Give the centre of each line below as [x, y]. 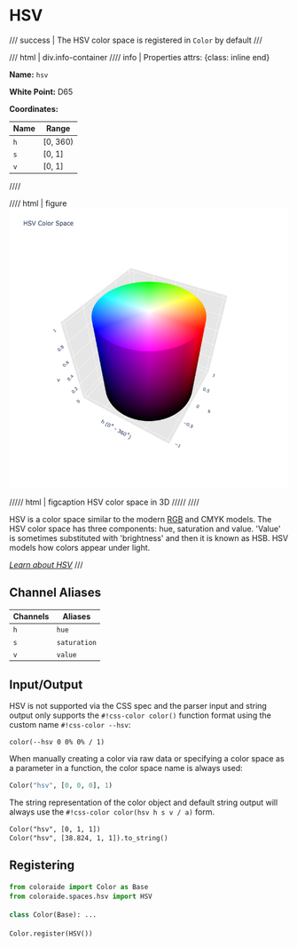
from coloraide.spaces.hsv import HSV [81, 896]
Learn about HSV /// [46, 564]
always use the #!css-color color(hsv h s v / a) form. [112, 812]
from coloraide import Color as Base [79, 887]
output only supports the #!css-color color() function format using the [141, 715]
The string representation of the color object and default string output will [144, 802]
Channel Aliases [55, 593]
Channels [31, 617]
